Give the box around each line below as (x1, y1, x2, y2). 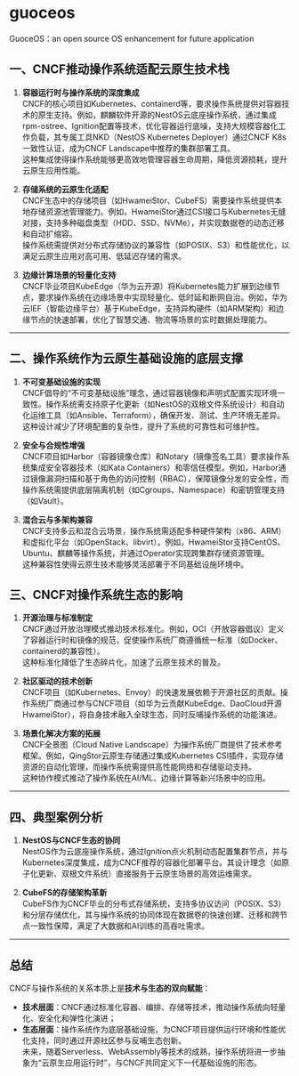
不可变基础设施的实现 (21, 376, 101, 387)
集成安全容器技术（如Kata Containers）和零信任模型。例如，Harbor (29, 462, 279, 473)
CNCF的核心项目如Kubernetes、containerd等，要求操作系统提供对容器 (21, 98, 282, 109)
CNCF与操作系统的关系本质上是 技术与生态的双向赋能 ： (9, 983, 211, 993)
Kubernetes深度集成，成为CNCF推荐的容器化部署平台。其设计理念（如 (21, 857, 282, 868)
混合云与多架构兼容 (21, 514, 93, 525)
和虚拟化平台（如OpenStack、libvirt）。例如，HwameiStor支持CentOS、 (21, 537, 286, 547)
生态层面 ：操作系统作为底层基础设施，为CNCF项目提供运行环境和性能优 (21, 1024, 287, 1034)
